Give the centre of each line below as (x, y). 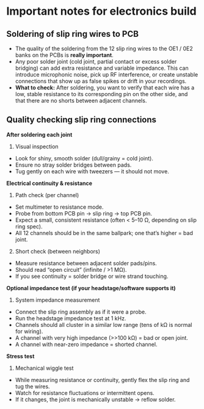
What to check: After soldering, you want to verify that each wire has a (105, 88)
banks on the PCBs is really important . (64, 55)
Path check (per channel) (47, 195)
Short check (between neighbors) (58, 251)
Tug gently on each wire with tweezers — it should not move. (92, 171)
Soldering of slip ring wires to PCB (73, 34)
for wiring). (29, 331)
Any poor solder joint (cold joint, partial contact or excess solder (96, 62)
